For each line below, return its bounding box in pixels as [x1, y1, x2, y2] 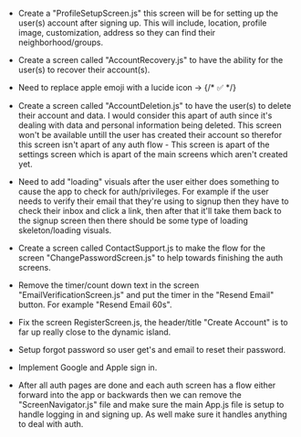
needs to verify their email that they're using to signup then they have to [17, 196, 289, 207]
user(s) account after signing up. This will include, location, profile [17, 17, 267, 28]
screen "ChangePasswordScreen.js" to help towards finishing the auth [17, 252, 284, 263]
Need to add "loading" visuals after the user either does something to [17, 176, 280, 187]
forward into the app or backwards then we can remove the [17, 389, 242, 400]
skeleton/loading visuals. [17, 225, 112, 236]
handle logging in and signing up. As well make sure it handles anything [17, 409, 287, 420]
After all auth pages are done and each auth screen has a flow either [17, 379, 276, 390]
